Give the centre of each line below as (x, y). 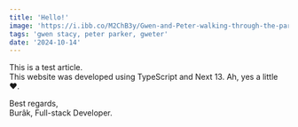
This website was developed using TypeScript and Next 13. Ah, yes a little (144, 77)
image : (21, 26)
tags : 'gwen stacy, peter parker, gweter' (89, 34)
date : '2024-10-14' (45, 42)
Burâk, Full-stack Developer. (61, 113)
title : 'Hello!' (39, 17)
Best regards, (34, 104)
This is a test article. (46, 67)
